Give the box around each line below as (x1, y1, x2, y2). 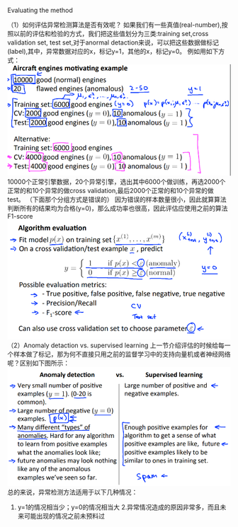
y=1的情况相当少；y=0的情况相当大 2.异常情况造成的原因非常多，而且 (17, 503, 220, 511)
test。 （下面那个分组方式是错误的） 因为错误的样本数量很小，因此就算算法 (7, 195, 227, 204)
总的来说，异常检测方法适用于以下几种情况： (7, 488, 138, 496)
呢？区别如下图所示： (7, 359, 69, 367)
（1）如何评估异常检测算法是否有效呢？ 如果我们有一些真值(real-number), (7, 21, 222, 29)
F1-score (7, 212, 33, 220)
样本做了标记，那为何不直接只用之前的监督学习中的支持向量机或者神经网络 (13, 350, 231, 359)
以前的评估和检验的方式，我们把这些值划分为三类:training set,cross (13, 30, 209, 37)
